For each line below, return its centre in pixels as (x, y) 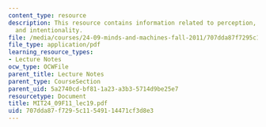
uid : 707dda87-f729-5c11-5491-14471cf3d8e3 (81, 111)
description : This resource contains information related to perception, (133, 23)
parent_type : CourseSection (55, 81)
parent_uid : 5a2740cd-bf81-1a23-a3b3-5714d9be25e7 (93, 89)
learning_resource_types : (51, 52)
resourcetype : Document (47, 96)
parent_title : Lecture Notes (56, 74)
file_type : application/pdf (55, 45)
